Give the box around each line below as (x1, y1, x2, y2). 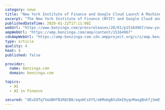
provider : (5, 62, 26, 66)
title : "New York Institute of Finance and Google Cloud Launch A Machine (5, 12, 162, 17)
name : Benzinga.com (9, 66, 50, 71)
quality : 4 (5, 44, 27, 48)
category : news (5, 7, 36, 12)
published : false (5, 52, 41, 58)
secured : (5, 97, 23, 102)
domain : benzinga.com (9, 70, 54, 76)
